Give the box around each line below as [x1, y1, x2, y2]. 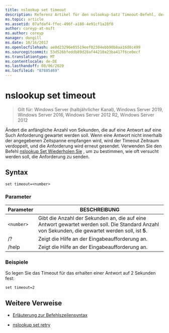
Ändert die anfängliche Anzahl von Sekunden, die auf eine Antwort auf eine [5, 127, 162, 133]
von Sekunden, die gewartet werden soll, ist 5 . [38, 227, 147, 234]
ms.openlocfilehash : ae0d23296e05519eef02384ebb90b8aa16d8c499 [5, 45, 141, 50]
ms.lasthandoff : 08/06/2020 [5, 63, 64, 68]
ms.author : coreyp [5, 31, 44, 36]
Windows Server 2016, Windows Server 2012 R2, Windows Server [17, 112, 154, 118]
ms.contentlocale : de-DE [5, 59, 57, 64]
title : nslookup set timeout [5, 7, 66, 13]
